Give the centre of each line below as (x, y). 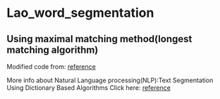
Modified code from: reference (51, 67)
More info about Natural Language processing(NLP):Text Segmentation (110, 80)
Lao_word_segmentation (80, 13)
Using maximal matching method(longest (99, 39)
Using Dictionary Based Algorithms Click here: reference (88, 88)
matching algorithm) (53, 49)
